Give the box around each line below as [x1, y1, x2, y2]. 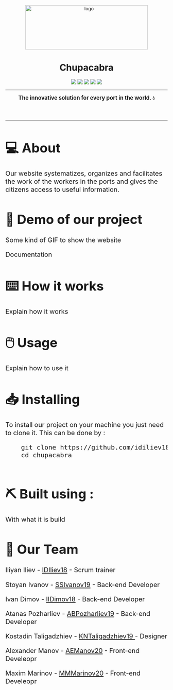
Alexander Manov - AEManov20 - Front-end [5, 646, 140, 655]
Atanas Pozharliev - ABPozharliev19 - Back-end [5, 609, 151, 618]
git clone [21, 443, 57, 452]
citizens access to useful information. [5, 185, 120, 194]
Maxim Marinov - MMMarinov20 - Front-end [5, 669, 141, 678]
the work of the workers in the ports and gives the [5, 177, 158, 185]
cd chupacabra [21, 451, 72, 459]
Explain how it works [5, 307, 68, 316]
